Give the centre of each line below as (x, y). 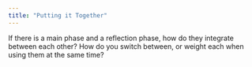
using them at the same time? (56, 54)
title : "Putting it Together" (58, 15)
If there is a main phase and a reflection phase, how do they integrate (121, 38)
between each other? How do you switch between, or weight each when (126, 46)
